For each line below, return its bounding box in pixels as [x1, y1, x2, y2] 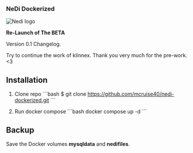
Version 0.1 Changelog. [6, 40, 61, 48]
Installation [6, 75, 48, 85]
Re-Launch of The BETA [6, 29, 65, 36]
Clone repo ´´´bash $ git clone [14, 91, 86, 98]
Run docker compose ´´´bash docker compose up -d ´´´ [14, 108, 147, 115]
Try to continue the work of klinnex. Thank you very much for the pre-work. [6, 52, 188, 59]
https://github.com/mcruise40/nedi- [87, 91, 175, 98]
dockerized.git [14, 97, 50, 104]
